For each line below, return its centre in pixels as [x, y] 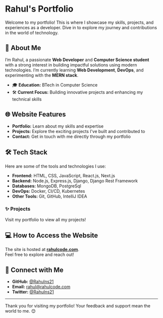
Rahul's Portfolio [39, 9]
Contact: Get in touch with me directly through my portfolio [71, 136]
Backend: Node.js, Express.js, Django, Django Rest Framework [75, 181]
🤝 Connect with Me [34, 270]
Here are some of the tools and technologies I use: [56, 167]
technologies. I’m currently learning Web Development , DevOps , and [74, 70]
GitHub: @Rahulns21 [33, 282]
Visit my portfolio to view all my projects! [46, 219]
